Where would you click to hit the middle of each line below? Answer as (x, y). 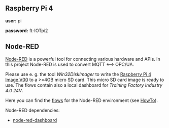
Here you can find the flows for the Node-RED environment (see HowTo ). (82, 100)
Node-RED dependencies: (32, 110)
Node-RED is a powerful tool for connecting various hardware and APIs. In (83, 59)
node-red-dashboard (35, 120)
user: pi (13, 20)
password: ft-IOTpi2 (27, 31)
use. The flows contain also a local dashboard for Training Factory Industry (84, 85)
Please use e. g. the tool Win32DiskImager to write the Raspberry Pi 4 (78, 74)
